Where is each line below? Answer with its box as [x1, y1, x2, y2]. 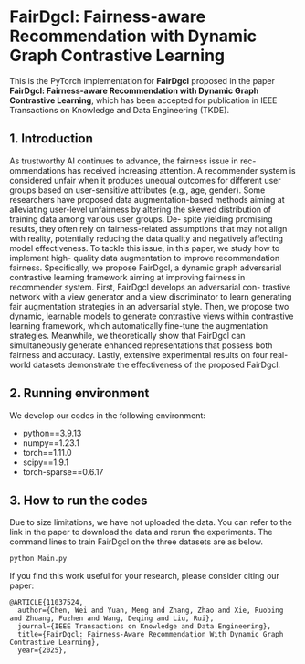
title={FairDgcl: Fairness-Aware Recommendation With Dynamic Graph [17, 630, 284, 639]
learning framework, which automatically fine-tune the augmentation [9, 320, 268, 331]
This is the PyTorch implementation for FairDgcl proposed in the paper [9, 75, 276, 86]
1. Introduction [9, 131, 93, 147]
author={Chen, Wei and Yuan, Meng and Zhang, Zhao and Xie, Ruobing [17, 606, 284, 616]
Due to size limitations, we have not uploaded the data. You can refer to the [9, 517, 292, 528]
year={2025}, [17, 646, 68, 655]
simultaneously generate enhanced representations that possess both [9, 340, 273, 351]
